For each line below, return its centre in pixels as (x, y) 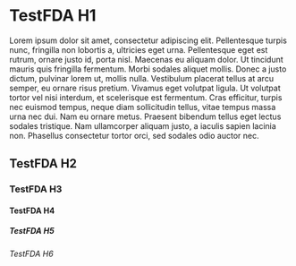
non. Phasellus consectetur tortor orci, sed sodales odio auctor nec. (134, 135)
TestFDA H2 (43, 163)
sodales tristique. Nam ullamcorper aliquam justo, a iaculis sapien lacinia (143, 125)
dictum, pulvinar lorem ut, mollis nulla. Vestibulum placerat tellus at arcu (142, 78)
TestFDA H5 (32, 231)
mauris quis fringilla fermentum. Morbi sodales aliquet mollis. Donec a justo (148, 69)
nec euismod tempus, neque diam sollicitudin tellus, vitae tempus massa (143, 107)
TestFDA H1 (53, 16)
